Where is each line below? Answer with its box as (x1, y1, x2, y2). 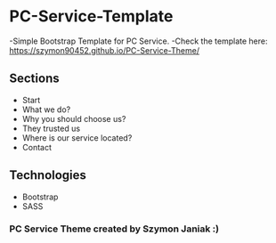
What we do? (21, 104, 71, 115)
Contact (21, 142, 52, 152)
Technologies (9, 167, 87, 183)
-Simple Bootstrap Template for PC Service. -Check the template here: (9, 36, 268, 46)
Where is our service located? (21, 132, 133, 143)
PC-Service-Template (9, 6, 174, 27)
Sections (9, 71, 60, 86)
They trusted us (21, 123, 81, 134)
